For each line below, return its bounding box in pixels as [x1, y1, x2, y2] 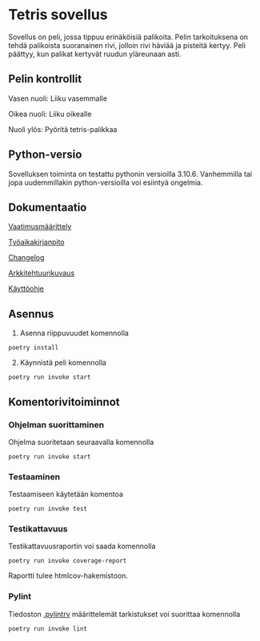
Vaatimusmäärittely [8, 222, 72, 231]
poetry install [8, 344, 59, 352]
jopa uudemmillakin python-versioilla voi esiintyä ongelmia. [8, 178, 203, 187]
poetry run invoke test [8, 505, 88, 513]
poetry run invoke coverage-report [8, 557, 127, 565]
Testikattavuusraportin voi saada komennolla [8, 542, 156, 551]
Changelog [8, 253, 45, 262]
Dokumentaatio [8, 200, 87, 214]
